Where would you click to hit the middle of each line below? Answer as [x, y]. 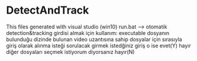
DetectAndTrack [48, 10]
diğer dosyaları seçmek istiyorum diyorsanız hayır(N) [70, 52]
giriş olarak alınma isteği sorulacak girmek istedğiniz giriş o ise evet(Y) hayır [98, 46]
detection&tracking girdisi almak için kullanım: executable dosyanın [88, 33]
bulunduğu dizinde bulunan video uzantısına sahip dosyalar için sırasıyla [94, 39]
